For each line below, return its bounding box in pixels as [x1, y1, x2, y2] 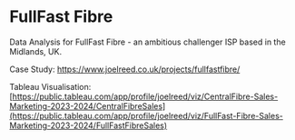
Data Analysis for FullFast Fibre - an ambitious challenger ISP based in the [9, 36, 286, 47]
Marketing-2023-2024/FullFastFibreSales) [9, 120, 168, 131]
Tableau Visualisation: [9, 81, 92, 92]
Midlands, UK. [9, 45, 62, 56]
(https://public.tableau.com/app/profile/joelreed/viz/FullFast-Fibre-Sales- [9, 110, 283, 121]
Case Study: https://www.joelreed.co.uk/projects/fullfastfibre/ [9, 64, 241, 75]
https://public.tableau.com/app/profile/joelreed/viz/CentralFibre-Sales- [12, 91, 279, 102]
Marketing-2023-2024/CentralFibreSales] [9, 100, 166, 111]
